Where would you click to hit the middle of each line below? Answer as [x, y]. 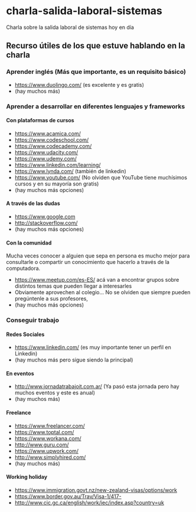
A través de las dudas [33, 203]
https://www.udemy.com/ [45, 158]
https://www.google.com [45, 216]
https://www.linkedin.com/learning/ [58, 165]
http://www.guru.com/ [42, 445]
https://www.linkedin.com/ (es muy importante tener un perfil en [93, 347]
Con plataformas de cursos [40, 120]
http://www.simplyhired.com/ [50, 457]
